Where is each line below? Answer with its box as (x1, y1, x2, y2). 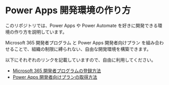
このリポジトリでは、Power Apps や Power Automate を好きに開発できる (5, 22, 158, 29)
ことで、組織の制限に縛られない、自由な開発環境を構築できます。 (14, 46, 151, 52)
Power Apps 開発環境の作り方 (5, 5, 131, 16)
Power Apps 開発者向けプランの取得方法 (12, 74, 97, 80)
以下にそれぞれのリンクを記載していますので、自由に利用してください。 (5, 56, 156, 63)
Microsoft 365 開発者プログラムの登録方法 (12, 67, 102, 74)
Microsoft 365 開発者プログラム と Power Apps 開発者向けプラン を (5, 39, 146, 46)
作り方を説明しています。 (14, 29, 67, 35)
